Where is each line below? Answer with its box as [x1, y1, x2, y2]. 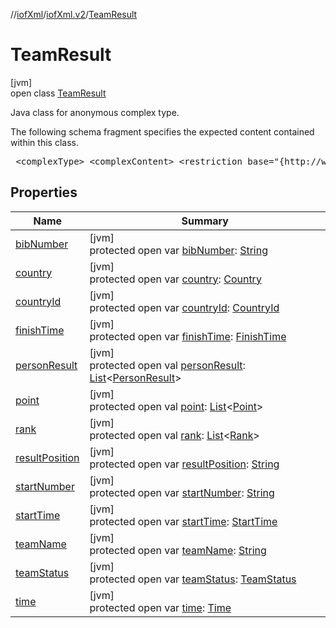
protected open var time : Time [89, 600, 232, 614]
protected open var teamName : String [89, 543, 267, 557]
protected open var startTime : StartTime [89, 514, 278, 528]
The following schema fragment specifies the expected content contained [10, 125, 315, 138]
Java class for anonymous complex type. [10, 106, 180, 118]
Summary [181, 214, 229, 228]
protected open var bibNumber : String [89, 243, 269, 257]
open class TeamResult [10, 87, 107, 99]
